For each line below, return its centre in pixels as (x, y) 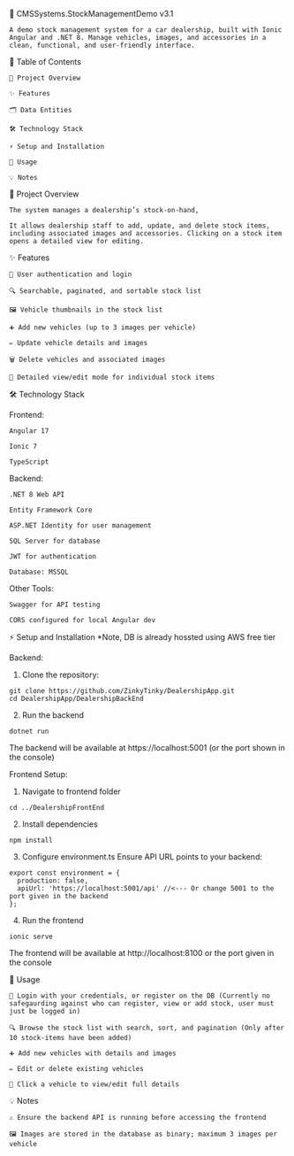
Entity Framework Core (51, 510)
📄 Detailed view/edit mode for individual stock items (112, 377)
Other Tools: (32, 588)
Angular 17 (29, 431)
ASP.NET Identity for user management (80, 526)
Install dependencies (60, 824)
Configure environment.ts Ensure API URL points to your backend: (142, 857)
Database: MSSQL (39, 572)
